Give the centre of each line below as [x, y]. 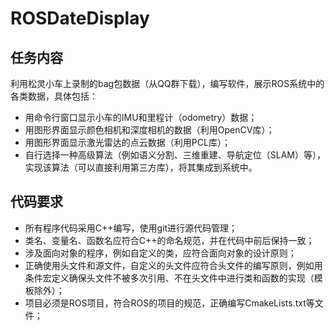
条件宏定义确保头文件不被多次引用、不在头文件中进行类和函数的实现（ [169, 278]
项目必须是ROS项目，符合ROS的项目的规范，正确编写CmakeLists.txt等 [169, 303]
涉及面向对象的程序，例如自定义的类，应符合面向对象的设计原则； [160, 253]
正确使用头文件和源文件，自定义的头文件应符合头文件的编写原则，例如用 [173, 265]
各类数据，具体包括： [54, 96]
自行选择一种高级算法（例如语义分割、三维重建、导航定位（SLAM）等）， [175, 155]
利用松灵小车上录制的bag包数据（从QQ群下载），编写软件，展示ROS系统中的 [167, 83]
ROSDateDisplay [80, 18]
